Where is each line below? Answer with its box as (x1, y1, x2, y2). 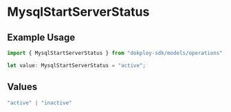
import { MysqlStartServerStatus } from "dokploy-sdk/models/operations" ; (7, 49, 226, 56)
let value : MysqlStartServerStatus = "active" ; (7, 62, 146, 69)
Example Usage (7, 32, 76, 43)
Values (7, 81, 38, 93)
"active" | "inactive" (7, 99, 72, 107)
